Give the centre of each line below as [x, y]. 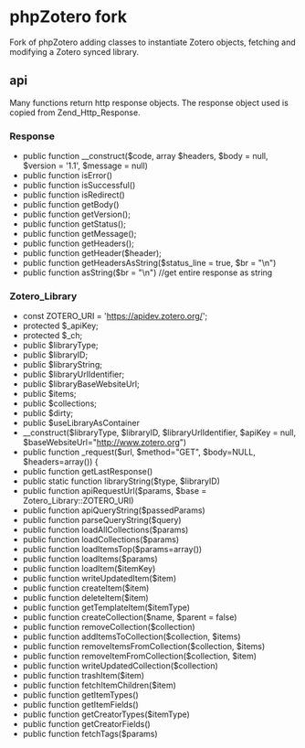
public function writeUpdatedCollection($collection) [121, 666]
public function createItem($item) [86, 588]
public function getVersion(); [76, 214]
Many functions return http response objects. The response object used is [149, 102]
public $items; [49, 394]
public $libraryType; [60, 346]
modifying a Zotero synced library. [74, 51]
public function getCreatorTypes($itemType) [106, 714]
